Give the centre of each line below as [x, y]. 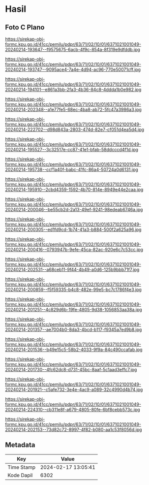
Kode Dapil [20, 475]
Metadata [20, 445]
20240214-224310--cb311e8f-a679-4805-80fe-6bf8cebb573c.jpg [73, 409]
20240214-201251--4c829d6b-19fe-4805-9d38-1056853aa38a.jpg [74, 309]
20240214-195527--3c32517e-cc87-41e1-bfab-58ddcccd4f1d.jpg [72, 149]
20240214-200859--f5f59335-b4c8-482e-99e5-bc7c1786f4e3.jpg [73, 290]
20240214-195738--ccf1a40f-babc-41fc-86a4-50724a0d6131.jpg [72, 169]
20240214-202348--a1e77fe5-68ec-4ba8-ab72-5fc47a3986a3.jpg [73, 110]
